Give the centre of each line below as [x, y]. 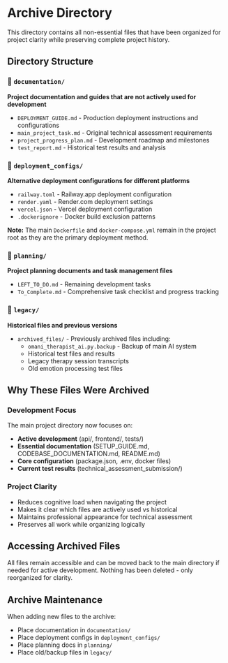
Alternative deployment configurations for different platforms [99, 180]
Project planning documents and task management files [90, 271]
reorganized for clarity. [40, 578]
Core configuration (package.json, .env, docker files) [94, 461]
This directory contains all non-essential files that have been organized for [114, 32]
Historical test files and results [71, 354]
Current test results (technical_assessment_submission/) [100, 469]
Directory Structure [51, 62]
